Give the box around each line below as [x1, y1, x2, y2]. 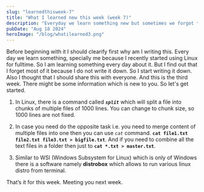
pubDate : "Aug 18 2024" [6, 25, 67, 32]
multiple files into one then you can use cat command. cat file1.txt [15, 130, 188, 137]
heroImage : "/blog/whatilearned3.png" [6, 31, 104, 38]
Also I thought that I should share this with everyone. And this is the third [6, 74, 188, 81]
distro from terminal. [15, 167, 67, 174]
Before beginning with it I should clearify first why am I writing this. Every [6, 48, 189, 55]
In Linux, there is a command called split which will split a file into [15, 98, 182, 106]
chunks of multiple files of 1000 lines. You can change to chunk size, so [15, 105, 194, 112]
